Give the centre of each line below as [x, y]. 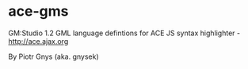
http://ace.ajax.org [38, 41]
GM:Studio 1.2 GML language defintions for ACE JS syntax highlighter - [124, 33]
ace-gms [38, 11]
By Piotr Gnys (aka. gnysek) [53, 56]
